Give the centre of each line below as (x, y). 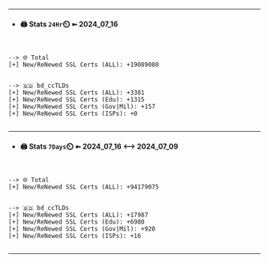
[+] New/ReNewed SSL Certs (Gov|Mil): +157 (82, 107)
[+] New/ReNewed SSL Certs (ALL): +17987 (78, 215)
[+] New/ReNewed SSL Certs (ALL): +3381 (77, 93)
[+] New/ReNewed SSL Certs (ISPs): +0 (73, 114)
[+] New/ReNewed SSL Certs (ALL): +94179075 (84, 187)
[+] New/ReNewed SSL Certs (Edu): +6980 (77, 222)
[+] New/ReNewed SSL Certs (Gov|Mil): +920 (82, 229)
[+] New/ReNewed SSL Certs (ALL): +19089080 (84, 65)
